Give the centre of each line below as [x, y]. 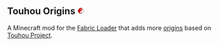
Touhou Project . [30, 35]
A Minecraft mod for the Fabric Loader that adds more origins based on [109, 27]
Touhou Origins [41, 11]
